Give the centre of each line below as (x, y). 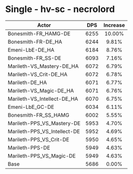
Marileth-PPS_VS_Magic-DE (42, 155)
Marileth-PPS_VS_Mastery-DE (44, 123)
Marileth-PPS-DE (29, 147)
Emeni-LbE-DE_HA (31, 50)
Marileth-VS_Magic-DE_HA (41, 90)
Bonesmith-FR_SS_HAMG (39, 115)
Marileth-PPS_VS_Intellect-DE (44, 131)
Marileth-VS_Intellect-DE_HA (43, 99)
